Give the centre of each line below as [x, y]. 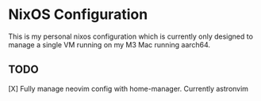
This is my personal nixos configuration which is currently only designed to [131, 36]
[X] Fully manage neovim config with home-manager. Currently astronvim [128, 88]
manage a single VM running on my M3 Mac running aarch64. [109, 44]
